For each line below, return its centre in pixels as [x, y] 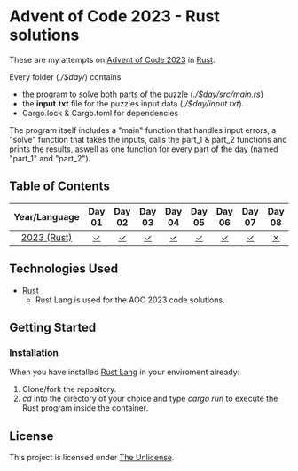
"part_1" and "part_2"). [50, 158]
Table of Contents [60, 187]
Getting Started [53, 327]
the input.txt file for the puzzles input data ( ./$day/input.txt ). [133, 103]
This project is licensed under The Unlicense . [92, 458]
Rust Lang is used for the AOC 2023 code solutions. [130, 300]
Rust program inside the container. [85, 408]
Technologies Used [63, 269]
